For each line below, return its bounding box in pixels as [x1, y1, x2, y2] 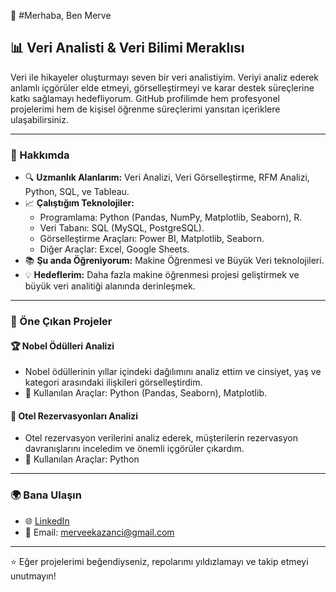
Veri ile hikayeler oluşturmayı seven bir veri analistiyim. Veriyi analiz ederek [10, 71, 320, 83]
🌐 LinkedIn [24, 515, 70, 527]
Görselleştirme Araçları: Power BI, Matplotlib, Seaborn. [39, 233, 265, 245]
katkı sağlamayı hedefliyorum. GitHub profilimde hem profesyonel [10, 92, 280, 104]
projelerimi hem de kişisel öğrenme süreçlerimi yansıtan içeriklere [10, 103, 281, 115]
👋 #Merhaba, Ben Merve [10, 10, 112, 21]
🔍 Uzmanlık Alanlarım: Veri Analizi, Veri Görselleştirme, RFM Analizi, [24, 171, 310, 184]
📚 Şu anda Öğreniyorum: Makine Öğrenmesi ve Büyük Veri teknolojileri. [24, 255, 325, 267]
